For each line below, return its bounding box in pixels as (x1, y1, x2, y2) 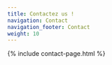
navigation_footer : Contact (7, 23, 91, 30)
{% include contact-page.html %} (7, 49, 106, 58)
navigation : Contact (7, 17, 69, 24)
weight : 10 (7, 30, 40, 37)
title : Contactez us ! (7, 10, 74, 18)
